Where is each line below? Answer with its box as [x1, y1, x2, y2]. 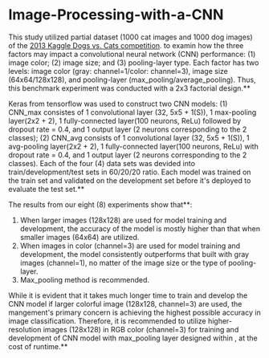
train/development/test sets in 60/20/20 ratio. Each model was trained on [8, 167, 251, 177]
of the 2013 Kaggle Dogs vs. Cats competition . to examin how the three [8, 40, 244, 50]
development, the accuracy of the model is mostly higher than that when [19, 223, 261, 234]
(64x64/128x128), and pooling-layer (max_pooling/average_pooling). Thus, [8, 75, 256, 84]
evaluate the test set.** [8, 184, 85, 193]
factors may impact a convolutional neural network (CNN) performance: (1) [8, 49, 256, 59]
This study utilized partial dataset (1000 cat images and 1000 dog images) [8, 32, 253, 42]
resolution [8, 324, 42, 334]
